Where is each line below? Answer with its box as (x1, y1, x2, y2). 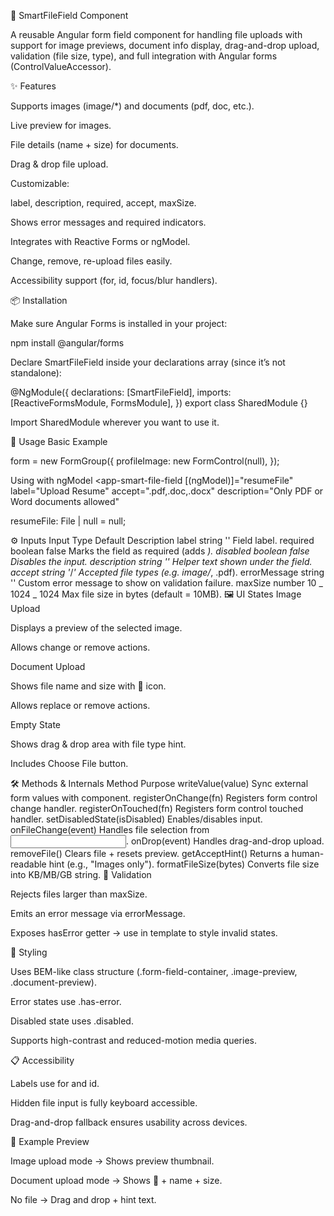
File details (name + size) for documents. (10, 139, 179, 150)
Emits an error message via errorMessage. (10, 908, 186, 919)
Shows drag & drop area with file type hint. (10, 738, 187, 750)
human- (291, 848, 325, 859)
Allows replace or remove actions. (10, 700, 151, 711)
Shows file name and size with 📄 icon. (10, 680, 167, 692)
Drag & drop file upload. (10, 158, 109, 170)
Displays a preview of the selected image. (10, 622, 183, 634)
